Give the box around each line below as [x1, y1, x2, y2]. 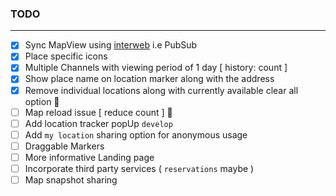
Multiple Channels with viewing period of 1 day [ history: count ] [24, 62, 288, 74]
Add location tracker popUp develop [24, 117, 173, 129]
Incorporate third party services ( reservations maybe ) [24, 162, 255, 174]
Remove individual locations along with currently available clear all [24, 84, 299, 96]
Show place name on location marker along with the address [24, 73, 275, 85]
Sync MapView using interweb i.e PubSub [24, 39, 198, 51]
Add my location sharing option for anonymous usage [24, 128, 248, 141]
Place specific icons [24, 50, 108, 62]
